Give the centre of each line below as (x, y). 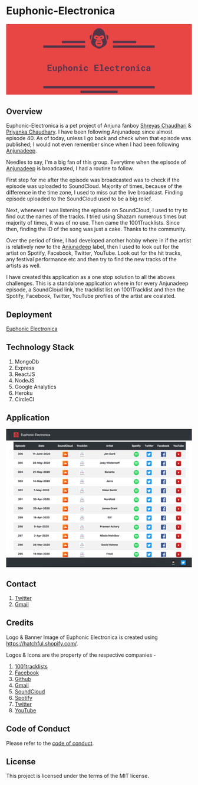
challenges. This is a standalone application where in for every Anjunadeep (97, 283)
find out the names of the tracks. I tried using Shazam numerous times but (96, 216)
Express (24, 368)
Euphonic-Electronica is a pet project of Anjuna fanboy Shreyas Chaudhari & (99, 126)
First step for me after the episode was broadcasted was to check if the (93, 180)
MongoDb (27, 361)
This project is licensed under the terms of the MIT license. (77, 776)
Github (23, 679)
